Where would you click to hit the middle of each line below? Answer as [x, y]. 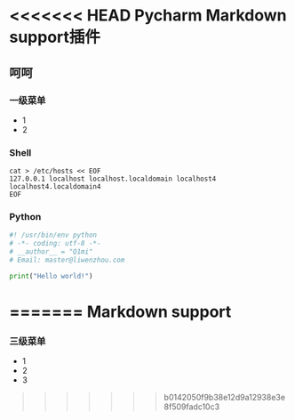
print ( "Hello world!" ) [51, 276]
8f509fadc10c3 [192, 407]
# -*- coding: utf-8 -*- [55, 244]
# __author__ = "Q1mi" [51, 252]
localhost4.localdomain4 [55, 187]
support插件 [55, 37]
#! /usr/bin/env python [53, 235]
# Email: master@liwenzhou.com [67, 260]
